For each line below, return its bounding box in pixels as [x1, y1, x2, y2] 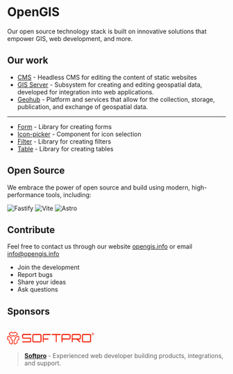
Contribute [7, 223, 55, 236]
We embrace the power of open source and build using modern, [7, 183, 191, 192]
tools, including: [46, 190, 92, 198]
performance [7, 190, 45, 198]
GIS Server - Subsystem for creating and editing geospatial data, [17, 80, 202, 89]
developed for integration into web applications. [17, 87, 155, 96]
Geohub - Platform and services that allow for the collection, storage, [17, 95, 215, 103]
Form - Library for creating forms [17, 122, 112, 130]
